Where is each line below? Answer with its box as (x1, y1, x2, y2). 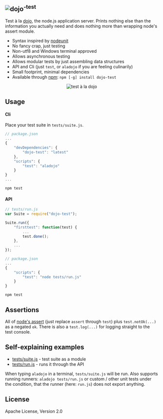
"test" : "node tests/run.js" (22, 274, 82, 279)
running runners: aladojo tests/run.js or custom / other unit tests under (5, 376, 152, 382)
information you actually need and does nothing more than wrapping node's (5, 23, 157, 29)
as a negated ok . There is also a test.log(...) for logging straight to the (5, 324, 150, 330)
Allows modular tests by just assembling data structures (12, 58, 125, 64)
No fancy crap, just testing (12, 43, 66, 49)
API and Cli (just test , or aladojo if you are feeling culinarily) (12, 63, 133, 69)
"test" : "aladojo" (22, 163, 60, 168)
